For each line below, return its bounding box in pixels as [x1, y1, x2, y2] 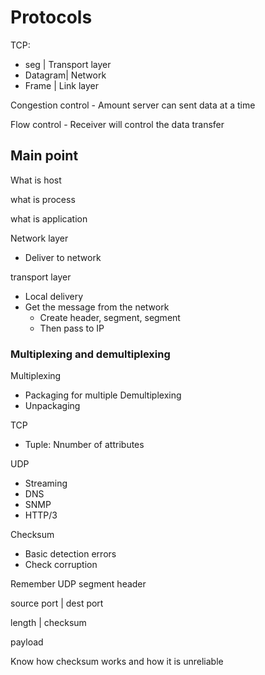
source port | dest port [10, 597, 104, 610]
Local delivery [24, 290, 84, 302]
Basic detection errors [24, 548, 117, 560]
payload [10, 636, 44, 648]
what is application [10, 212, 88, 225]
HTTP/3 [24, 509, 58, 521]
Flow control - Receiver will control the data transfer [10, 118, 225, 130]
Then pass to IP [39, 322, 105, 334]
